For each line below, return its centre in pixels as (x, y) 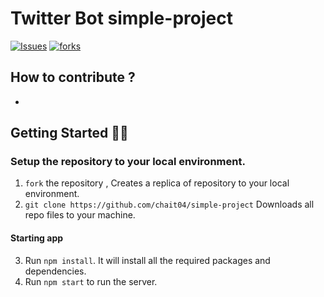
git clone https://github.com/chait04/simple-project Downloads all (169, 204)
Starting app (37, 238)
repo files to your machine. (80, 215)
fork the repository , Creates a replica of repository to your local (157, 183)
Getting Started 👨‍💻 (69, 133)
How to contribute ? (73, 77)
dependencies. (55, 271)
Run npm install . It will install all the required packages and (147, 260)
